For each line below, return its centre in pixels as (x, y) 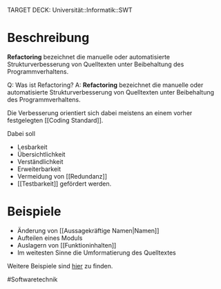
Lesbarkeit (32, 147)
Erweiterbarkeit (39, 169)
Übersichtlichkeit (41, 154)
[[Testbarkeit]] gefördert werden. (64, 183)
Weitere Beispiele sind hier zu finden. (60, 266)
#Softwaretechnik (32, 279)
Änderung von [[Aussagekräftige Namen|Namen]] (88, 230)
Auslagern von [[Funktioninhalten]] (67, 245)
